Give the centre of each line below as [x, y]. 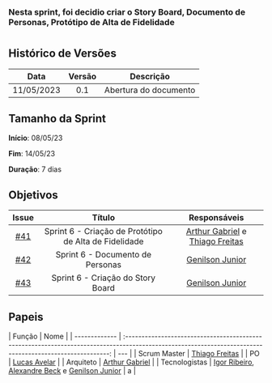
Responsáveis [217, 218]
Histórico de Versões [63, 54]
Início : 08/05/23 [36, 138]
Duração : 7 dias [35, 169]
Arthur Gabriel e [216, 232]
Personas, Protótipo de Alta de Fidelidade [92, 22]
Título [104, 218]
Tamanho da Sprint [57, 119]
